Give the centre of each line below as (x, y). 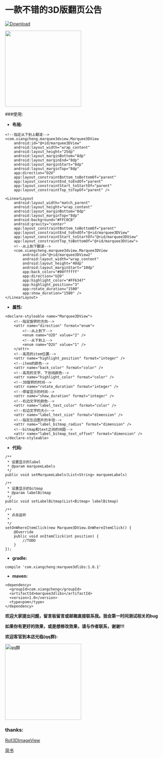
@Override (24, 532)
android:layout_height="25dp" (45, 151)
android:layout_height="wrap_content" (53, 207)
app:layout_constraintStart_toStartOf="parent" (63, 185)
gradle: (19, 558)
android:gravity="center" (40, 224)
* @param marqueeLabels (31, 466)
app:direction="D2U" (35, 173)
